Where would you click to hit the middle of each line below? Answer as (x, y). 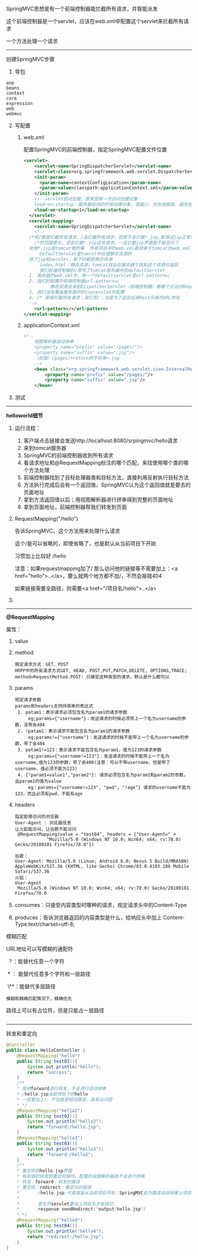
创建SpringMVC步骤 (30, 59)
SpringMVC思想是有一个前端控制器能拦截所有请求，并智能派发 (82, 9)
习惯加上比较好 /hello (40, 556)
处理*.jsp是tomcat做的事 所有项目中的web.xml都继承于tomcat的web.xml (110, 248)
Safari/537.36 (32, 872)
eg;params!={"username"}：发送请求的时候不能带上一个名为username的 (106, 738)
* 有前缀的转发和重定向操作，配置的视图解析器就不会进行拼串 (81, 1176)
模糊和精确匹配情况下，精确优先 (39, 999)
